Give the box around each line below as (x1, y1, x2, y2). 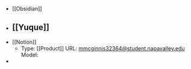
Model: (20, 51, 39, 58)
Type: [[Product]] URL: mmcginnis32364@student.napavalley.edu (20, 44, 185, 52)
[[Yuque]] (11, 22, 49, 32)
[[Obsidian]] (11, 5, 42, 12)
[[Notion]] (11, 38, 37, 46)
